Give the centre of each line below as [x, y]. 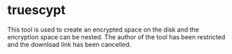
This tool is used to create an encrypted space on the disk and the [103, 29]
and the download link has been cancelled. [69, 44]
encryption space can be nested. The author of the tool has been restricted [116, 36]
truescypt [37, 10]
